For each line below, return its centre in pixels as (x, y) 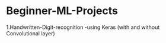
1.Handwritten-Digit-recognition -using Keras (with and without (83, 27)
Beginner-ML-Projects (62, 11)
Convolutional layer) (31, 33)
